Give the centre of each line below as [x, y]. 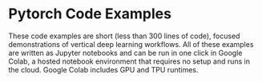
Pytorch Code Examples [90, 14]
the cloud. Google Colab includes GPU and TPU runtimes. [103, 69]
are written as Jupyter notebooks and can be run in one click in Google [125, 53]
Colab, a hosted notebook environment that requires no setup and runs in [129, 61]
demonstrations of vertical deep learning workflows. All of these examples [131, 44]
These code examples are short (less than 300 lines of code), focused [124, 36]
